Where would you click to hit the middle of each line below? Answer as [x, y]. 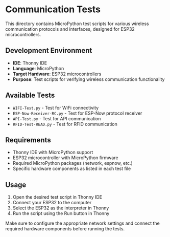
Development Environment [49, 50]
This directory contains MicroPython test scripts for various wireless [77, 24]
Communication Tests [53, 9]
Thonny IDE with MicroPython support [53, 153]
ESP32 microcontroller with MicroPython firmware [65, 158]
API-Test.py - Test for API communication [57, 118]
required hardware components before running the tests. [65, 229]
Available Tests [30, 95]
